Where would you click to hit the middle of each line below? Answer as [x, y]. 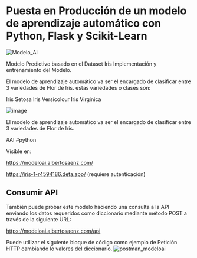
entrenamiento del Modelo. [39, 70]
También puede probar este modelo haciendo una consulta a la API [88, 207]
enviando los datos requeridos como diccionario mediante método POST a [97, 213]
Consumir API [32, 193]
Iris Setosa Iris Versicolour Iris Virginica [54, 99]
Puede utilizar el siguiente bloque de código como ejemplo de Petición [92, 242]
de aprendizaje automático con [83, 23]
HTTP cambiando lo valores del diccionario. [59, 249]
